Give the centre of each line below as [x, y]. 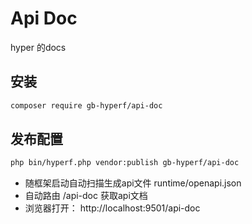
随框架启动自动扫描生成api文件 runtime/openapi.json [133, 183]
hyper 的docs [38, 47]
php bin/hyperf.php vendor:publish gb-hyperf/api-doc [125, 163]
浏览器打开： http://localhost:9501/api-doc [112, 208]
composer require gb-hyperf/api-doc [86, 105]
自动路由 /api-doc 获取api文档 [86, 196]
